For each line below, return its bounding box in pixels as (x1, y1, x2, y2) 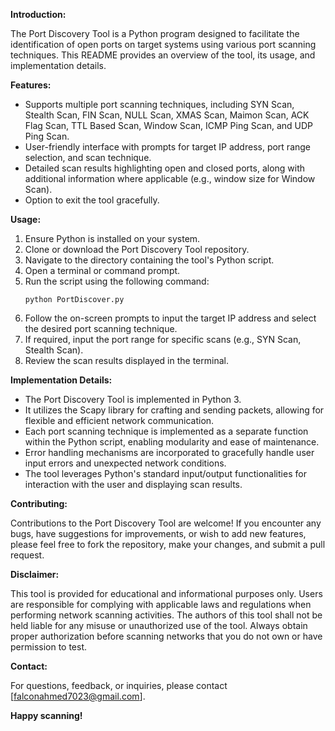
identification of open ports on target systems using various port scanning (10, 39, 317, 50)
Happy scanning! (10, 710, 83, 721)
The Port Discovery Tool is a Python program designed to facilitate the (10, 28, 300, 39)
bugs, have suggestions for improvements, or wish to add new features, (10, 528, 307, 539)
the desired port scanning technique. (24, 323, 178, 334)
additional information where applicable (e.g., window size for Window (24, 173, 316, 184)
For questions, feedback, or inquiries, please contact (10, 680, 228, 691)
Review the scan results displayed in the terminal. (24, 355, 229, 366)
